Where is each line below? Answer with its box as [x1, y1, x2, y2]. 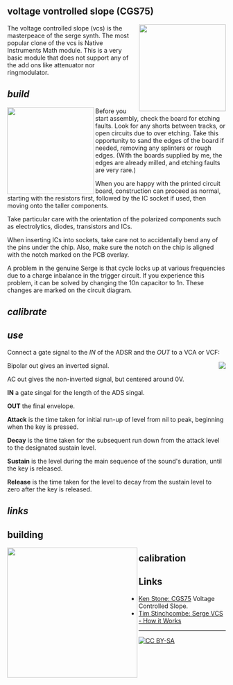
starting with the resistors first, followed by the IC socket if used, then [7, 194, 207, 202]
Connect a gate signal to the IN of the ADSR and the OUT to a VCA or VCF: [7, 348, 220, 356]
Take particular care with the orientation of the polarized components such [7, 214, 221, 223]
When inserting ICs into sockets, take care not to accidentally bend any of [7, 235, 218, 244]
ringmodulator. [7, 68, 49, 76]
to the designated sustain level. [7, 443, 96, 452]
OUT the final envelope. [7, 402, 75, 410]
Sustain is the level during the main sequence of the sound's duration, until [7, 457, 223, 465]
